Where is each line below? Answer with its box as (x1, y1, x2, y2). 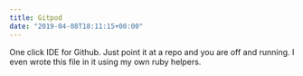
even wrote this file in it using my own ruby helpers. (9, 56, 202, 67)
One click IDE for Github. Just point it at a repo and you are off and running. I (9, 46, 295, 57)
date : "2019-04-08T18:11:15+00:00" (9, 22, 144, 31)
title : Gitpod (9, 13, 63, 23)
